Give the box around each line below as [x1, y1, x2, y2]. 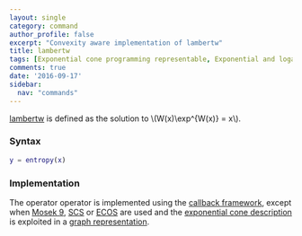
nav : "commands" [17, 88, 78, 97]
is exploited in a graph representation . [9, 216, 150, 227]
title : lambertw [9, 47, 70, 56]
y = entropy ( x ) [9, 155, 67, 164]
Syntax [9, 135, 41, 148]
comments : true [9, 64, 67, 73]
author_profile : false [9, 30, 94, 39]
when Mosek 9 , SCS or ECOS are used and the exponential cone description [9, 206, 292, 217]
